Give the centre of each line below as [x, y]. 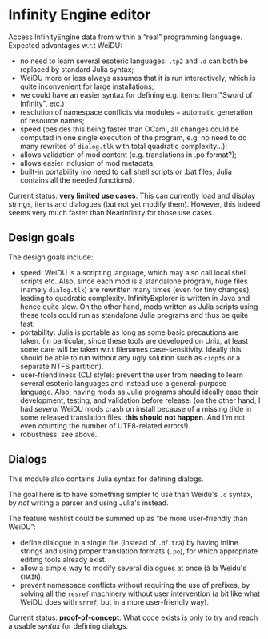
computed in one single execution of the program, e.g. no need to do [133, 137]
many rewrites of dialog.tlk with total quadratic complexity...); [124, 146]
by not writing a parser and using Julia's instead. [88, 503]
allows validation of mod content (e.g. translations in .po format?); [128, 155]
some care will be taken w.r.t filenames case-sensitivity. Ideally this [130, 349]
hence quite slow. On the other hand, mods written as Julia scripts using [139, 307]
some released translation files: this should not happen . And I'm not [132, 417]
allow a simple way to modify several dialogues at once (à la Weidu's [133, 568]
